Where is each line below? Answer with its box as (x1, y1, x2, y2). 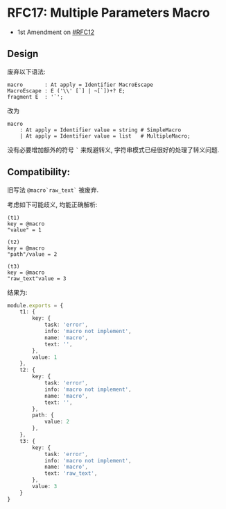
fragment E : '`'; (7, 93, 64, 100)
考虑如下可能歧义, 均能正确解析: (7, 200, 98, 209)
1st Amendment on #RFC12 (17, 28, 95, 36)
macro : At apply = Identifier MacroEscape (7, 81, 154, 88)
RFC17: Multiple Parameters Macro (7, 5, 210, 21)
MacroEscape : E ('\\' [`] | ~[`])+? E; (7, 87, 126, 95)
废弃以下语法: (7, 67, 46, 76)
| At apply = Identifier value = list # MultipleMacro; (19, 132, 191, 140)
